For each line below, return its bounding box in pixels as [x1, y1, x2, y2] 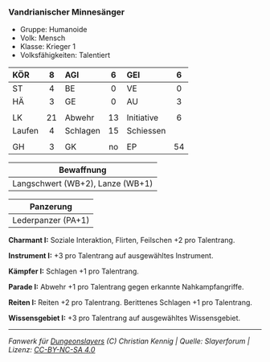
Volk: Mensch [19, 33, 66, 43]
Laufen [12, 125, 39, 137]
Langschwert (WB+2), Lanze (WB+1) [12, 178, 153, 189]
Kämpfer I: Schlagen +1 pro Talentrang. [8, 266, 139, 276]
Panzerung [29, 201, 72, 212]
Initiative [126, 112, 159, 123]
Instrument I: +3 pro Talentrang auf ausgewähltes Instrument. [8, 251, 214, 261]
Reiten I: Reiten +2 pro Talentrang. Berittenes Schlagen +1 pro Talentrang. [8, 298, 253, 307]
